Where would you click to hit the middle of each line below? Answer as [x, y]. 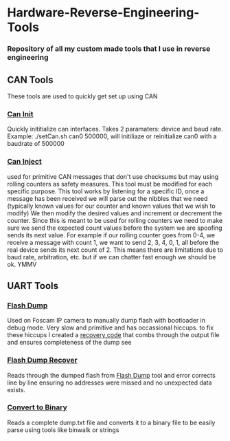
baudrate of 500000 [36, 144]
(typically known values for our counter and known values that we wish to [112, 206]
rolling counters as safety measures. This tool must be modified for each [110, 184]
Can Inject [25, 162]
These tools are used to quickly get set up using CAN [82, 96]
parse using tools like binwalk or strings [63, 430]
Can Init [20, 114]
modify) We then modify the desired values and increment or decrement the [115, 213]
